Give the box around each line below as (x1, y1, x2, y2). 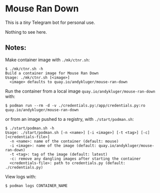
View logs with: (5, 174, 36, 180)
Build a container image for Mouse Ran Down (5, 71, 99, 76)
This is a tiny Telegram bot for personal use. (5, 19, 95, 25)
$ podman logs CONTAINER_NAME (5, 183, 68, 188)
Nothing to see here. (5, 29, 47, 35)
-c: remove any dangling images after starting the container (9, 156, 141, 161)
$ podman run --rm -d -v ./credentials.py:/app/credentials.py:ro (5, 103, 146, 108)
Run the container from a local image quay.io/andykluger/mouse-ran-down (5, 88, 156, 94)
